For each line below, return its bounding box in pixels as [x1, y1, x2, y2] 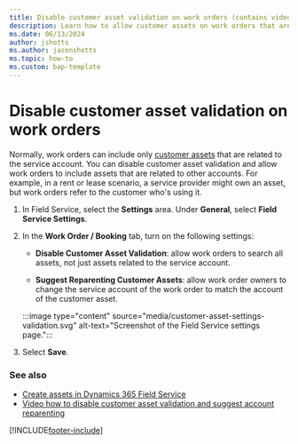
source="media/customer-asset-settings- [112, 310, 265, 321]
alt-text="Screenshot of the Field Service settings [78, 320, 260, 330]
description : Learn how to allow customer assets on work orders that [9, 21, 276, 30]
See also [9, 369, 47, 381]
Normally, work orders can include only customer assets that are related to [9, 148, 282, 160]
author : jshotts [9, 37, 69, 47]
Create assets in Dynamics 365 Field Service [21, 389, 186, 400]
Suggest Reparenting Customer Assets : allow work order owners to [35, 274, 286, 285]
